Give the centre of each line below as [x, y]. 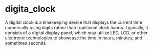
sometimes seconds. [26, 43]
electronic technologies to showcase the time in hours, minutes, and [74, 38]
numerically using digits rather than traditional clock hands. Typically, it [76, 27]
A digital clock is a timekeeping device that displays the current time [74, 22]
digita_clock [30, 9]
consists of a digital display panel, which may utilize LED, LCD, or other [76, 33]
